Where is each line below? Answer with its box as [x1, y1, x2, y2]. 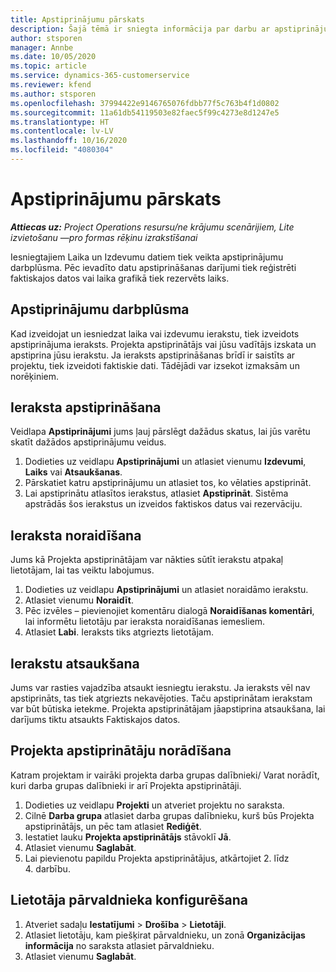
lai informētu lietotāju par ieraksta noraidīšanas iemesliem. [24, 616, 266, 628]
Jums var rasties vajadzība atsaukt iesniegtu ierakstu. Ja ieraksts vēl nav [10, 682, 311, 694]
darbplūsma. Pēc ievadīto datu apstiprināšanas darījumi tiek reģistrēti [10, 261, 297, 273]
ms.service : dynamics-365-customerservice [10, 71, 190, 81]
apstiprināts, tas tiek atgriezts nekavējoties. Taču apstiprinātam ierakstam [10, 692, 313, 705]
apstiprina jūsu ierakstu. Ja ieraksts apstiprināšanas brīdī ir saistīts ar [10, 349, 296, 361]
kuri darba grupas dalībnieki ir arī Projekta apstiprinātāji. [10, 779, 242, 791]
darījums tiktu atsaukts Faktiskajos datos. [10, 714, 181, 726]
